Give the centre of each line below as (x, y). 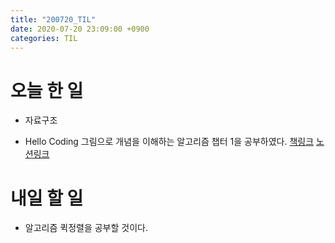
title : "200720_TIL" (53, 19)
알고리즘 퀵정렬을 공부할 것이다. (86, 228)
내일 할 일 (47, 198)
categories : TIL (44, 38)
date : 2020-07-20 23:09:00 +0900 (80, 29)
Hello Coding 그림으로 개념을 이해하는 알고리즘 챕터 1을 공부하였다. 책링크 (169, 142)
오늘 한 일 (47, 90)
